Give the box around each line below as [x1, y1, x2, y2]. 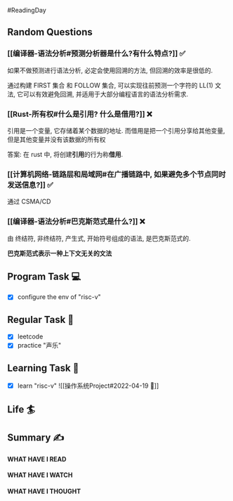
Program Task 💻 [7, 270, 81, 282]
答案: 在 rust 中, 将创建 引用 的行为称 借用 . [7, 150, 124, 158]
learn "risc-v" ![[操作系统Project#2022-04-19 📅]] [17, 381, 159, 390]
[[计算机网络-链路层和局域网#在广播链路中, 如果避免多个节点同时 [7, 169, 226, 179]
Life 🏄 [7, 403, 36, 415]
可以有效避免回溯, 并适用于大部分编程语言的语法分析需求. [22, 89, 188, 98]
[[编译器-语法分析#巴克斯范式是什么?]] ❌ [7, 217, 145, 227]
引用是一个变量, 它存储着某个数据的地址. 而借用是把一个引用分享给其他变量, [7, 126, 225, 134]
